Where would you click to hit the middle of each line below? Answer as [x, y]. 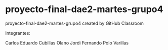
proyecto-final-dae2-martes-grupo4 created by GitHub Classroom [75, 23]
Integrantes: [18, 33]
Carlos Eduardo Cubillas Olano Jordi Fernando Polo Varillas [67, 43]
